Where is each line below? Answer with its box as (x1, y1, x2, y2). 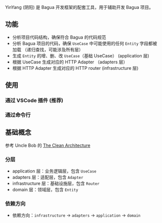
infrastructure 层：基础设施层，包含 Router (12, 180, 100, 186)
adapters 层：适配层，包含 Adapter (12, 175, 83, 180)
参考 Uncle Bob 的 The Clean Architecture (5, 142, 91, 148)
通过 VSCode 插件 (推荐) (5, 97, 63, 104)
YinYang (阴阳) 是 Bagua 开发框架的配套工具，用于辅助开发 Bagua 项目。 (5, 4, 154, 10)
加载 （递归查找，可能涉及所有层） (12, 46, 83, 52)
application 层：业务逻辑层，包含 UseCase (12, 168, 97, 174)
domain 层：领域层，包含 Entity (12, 187, 78, 193)
